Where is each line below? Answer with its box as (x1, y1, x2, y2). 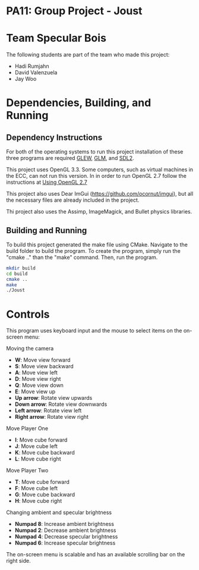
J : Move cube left (14, 443, 58, 450)
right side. (6, 558, 31, 565)
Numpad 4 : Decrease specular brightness (14, 533, 118, 540)
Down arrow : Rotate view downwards (14, 400, 108, 408)
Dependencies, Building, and (6, 96, 151, 109)
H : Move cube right (14, 497, 62, 505)
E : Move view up (14, 388, 56, 395)
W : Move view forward (14, 356, 71, 364)
